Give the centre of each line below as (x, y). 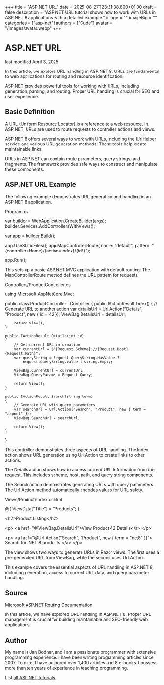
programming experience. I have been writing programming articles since (79, 657)
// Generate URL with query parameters (55, 405)
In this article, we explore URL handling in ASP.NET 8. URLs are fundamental (82, 71)
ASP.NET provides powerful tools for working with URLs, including (72, 86)
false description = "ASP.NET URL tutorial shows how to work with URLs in (81, 12)
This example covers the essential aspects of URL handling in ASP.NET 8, (79, 567)
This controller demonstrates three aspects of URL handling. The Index (77, 450)
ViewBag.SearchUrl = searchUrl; (47, 418)
